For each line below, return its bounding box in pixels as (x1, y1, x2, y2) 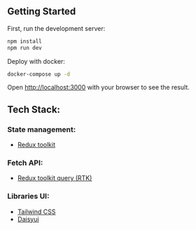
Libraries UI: (7, 191, 50, 201)
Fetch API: (7, 158, 43, 168)
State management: (7, 124, 76, 134)
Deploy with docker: (7, 57, 65, 65)
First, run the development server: (7, 24, 106, 32)
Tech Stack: (7, 103, 61, 115)
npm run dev (7, 44, 42, 51)
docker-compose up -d (7, 70, 71, 78)
